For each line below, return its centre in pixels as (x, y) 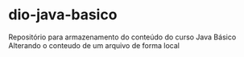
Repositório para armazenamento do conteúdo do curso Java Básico (122, 37)
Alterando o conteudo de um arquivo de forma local (94, 45)
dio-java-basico (63, 15)
